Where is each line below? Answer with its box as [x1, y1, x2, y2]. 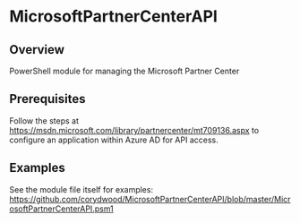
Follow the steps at [9, 115, 79, 126]
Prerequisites [9, 91, 86, 107]
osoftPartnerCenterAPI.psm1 [9, 203, 114, 214]
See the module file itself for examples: [9, 184, 154, 194]
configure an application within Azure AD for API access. [9, 134, 219, 145]
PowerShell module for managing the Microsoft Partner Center [9, 65, 240, 76]
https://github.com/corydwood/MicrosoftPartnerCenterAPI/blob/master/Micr [9, 193, 291, 204]
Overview [9, 42, 65, 57]
